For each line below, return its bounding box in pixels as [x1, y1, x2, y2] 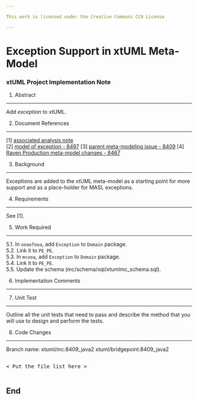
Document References [14, 120, 70, 127]
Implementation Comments [14, 277, 81, 284]
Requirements [14, 195, 49, 202]
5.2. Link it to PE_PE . [6, 247, 54, 254]
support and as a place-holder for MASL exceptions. [6, 184, 134, 191]
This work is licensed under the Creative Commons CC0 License [6, 14, 165, 19]
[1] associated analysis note [6, 137, 74, 144]
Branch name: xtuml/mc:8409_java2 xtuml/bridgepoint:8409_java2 [6, 346, 169, 353]
